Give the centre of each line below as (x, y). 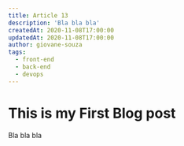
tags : (17, 52)
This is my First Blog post (92, 113)
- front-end (35, 60)
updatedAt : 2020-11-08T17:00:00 (61, 37)
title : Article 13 (38, 15)
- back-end (33, 67)
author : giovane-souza (45, 45)
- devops (29, 74)
